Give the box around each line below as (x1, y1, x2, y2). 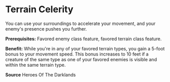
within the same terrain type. (5, 62, 66, 68)
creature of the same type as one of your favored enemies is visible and (5, 56, 157, 62)
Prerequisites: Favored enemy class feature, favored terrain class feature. (5, 36, 162, 42)
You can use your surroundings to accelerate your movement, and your (5, 20, 156, 26)
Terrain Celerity (5, 4, 74, 15)
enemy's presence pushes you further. (5, 25, 87, 32)
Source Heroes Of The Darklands (5, 71, 76, 77)
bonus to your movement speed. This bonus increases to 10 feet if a (5, 51, 149, 57)
